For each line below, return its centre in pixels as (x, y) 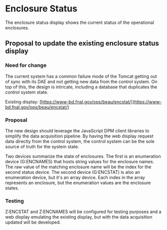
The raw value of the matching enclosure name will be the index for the (78, 167)
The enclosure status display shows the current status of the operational (80, 22)
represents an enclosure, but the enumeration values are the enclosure (78, 183)
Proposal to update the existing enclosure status (82, 44)
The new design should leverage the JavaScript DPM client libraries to (77, 130)
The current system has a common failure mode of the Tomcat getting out (81, 76)
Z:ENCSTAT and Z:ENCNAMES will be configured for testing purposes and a (83, 212)
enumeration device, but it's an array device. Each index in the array (75, 177)
